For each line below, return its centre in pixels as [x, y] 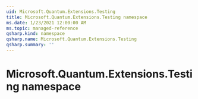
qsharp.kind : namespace [36, 34]
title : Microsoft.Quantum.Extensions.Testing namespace [77, 17]
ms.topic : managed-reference [42, 28]
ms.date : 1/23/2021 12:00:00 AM [46, 23]
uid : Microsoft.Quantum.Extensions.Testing [61, 12]
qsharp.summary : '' [30, 45]
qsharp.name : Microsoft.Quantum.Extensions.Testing [71, 39]
